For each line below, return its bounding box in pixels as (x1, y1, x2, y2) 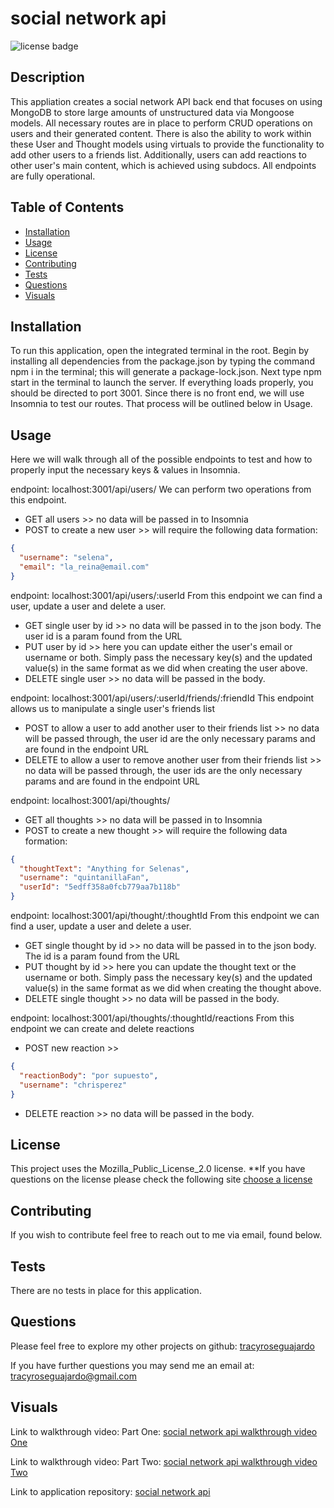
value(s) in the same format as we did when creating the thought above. (24, 982, 322, 994)
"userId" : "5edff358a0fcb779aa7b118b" (19, 882, 182, 892)
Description (10, 69, 85, 86)
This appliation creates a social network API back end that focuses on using (10, 95, 323, 107)
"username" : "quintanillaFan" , (19, 873, 150, 883)
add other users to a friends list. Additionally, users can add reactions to (10, 148, 307, 161)
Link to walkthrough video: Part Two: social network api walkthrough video (10, 1455, 318, 1467)
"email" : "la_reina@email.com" (19, 562, 150, 572)
